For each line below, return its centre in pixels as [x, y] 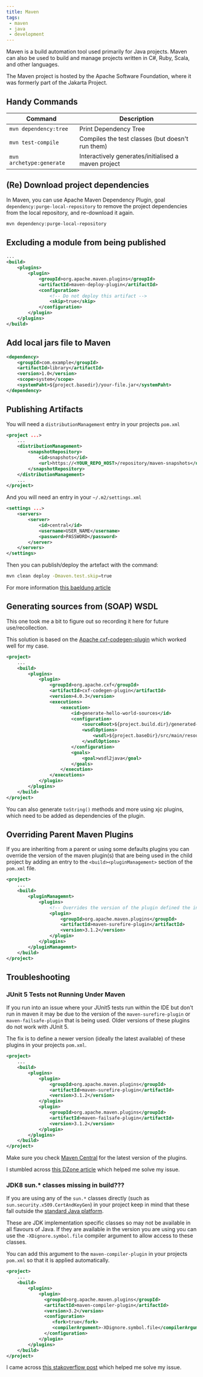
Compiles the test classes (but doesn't [134, 139]
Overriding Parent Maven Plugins [70, 835]
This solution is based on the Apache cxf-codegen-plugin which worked [96, 639]
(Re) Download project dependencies [78, 185]
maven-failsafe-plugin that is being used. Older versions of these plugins [98, 1020]
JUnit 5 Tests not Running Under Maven [66, 994]
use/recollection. [27, 628]
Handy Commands [42, 101]
